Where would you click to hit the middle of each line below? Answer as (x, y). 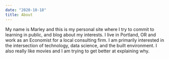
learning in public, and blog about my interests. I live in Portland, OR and (81, 35)
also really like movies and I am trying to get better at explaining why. (77, 51)
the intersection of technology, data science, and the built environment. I (81, 45)
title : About (19, 15)
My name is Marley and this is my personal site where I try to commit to (80, 29)
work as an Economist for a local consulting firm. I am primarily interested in (85, 40)
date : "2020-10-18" (26, 10)
